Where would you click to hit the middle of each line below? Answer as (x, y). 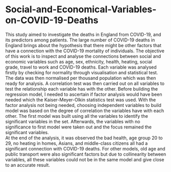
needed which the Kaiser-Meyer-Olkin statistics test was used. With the (81, 100)
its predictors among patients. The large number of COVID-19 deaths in (80, 40)
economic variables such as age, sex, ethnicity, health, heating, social (79, 61)
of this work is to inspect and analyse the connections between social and (83, 56)
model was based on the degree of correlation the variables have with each (85, 111)
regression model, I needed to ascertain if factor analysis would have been (84, 94)
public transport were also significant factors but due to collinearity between (86, 154)
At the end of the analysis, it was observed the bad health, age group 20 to (84, 138)
